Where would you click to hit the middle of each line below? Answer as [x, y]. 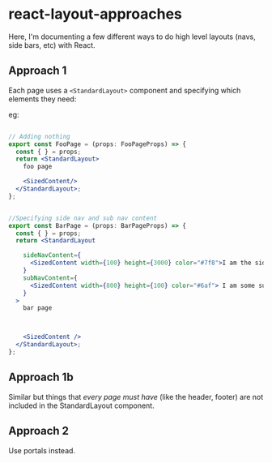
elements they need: [42, 99]
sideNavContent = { [52, 255]
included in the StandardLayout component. [82, 405]
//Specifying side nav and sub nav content [83, 218]
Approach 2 [39, 431]
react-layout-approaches [95, 14]
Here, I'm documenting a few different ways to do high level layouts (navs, [132, 36]
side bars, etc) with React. [52, 45]
